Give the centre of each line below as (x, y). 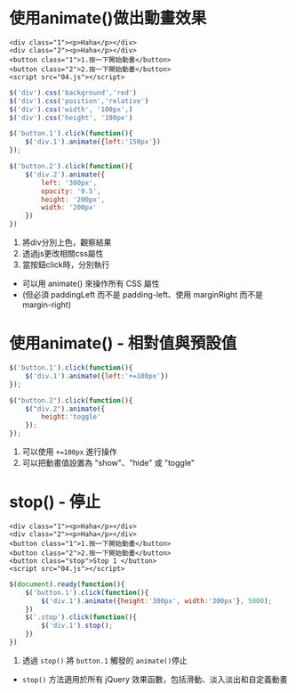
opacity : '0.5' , (71, 191)
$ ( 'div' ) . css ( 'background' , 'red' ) (73, 93)
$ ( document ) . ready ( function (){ (67, 584)
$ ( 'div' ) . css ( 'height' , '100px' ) (71, 118)
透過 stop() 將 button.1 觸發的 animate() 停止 (105, 660)
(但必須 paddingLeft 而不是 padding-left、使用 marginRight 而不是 (143, 295)
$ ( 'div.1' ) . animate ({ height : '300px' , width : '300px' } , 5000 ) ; (157, 601)
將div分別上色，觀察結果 (67, 242)
